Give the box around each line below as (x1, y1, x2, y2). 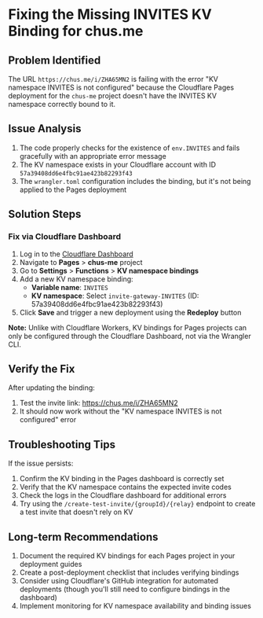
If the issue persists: (8, 458, 74, 469)
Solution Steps (8, 208, 82, 221)
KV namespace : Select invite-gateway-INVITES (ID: (31, 291, 199, 300)
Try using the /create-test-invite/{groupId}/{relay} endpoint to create (19, 499, 256, 509)
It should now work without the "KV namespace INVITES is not (19, 406, 222, 416)
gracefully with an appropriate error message (19, 151, 166, 160)
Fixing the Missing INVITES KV (8, 6, 212, 24)
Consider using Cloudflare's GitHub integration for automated (19, 576, 218, 585)
